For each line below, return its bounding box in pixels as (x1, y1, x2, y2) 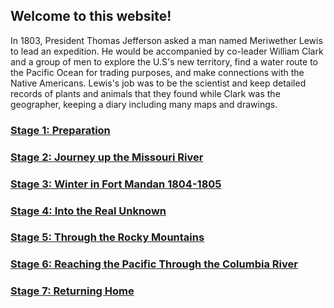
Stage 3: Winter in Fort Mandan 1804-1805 (10, 177, 222, 191)
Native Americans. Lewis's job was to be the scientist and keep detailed (10, 77, 307, 89)
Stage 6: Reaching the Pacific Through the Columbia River (10, 257, 298, 271)
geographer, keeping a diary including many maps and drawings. (10, 98, 278, 110)
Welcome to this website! (10, 8, 172, 25)
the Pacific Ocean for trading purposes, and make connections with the (10, 66, 305, 78)
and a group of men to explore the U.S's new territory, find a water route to (10, 55, 318, 68)
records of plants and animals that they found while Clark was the (10, 87, 281, 99)
